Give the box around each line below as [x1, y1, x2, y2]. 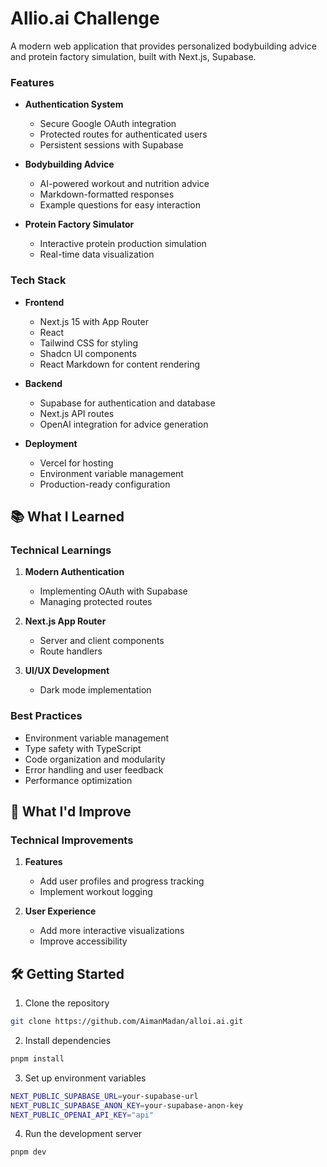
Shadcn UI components [39, 347, 137, 359]
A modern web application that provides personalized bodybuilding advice [10, 40, 317, 52]
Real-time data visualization [39, 248, 155, 261]
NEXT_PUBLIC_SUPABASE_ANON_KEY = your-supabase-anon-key [10, 1100, 244, 1111]
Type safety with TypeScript [24, 742, 142, 754]
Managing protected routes [39, 596, 153, 608]
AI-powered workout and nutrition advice [39, 178, 210, 190]
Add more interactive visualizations [39, 925, 185, 937]
